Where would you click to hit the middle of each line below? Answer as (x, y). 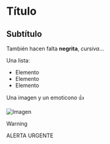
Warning (17, 123)
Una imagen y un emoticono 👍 (45, 97)
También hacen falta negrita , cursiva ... (55, 48)
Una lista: (18, 60)
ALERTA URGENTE (30, 135)
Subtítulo (24, 34)
